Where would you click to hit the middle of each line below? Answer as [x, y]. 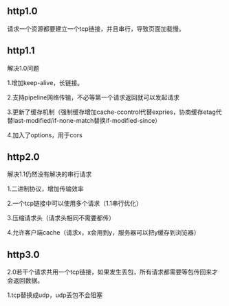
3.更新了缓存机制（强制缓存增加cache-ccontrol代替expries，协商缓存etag [111, 112]
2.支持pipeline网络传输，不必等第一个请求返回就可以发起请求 [94, 97]
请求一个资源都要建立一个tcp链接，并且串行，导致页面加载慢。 [96, 28]
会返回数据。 [25, 281]
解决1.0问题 [23, 68]
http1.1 [21, 51]
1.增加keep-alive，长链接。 [45, 82]
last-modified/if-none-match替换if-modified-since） [87, 120]
